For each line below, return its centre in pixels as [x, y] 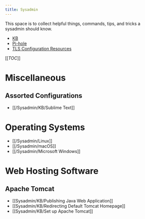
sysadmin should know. [29, 29]
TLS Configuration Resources [42, 48]
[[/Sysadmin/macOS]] [34, 146]
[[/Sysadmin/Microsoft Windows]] [46, 151]
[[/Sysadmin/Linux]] [32, 141]
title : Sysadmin [21, 10]
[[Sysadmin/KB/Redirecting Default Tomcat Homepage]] [69, 206]
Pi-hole [19, 43]
